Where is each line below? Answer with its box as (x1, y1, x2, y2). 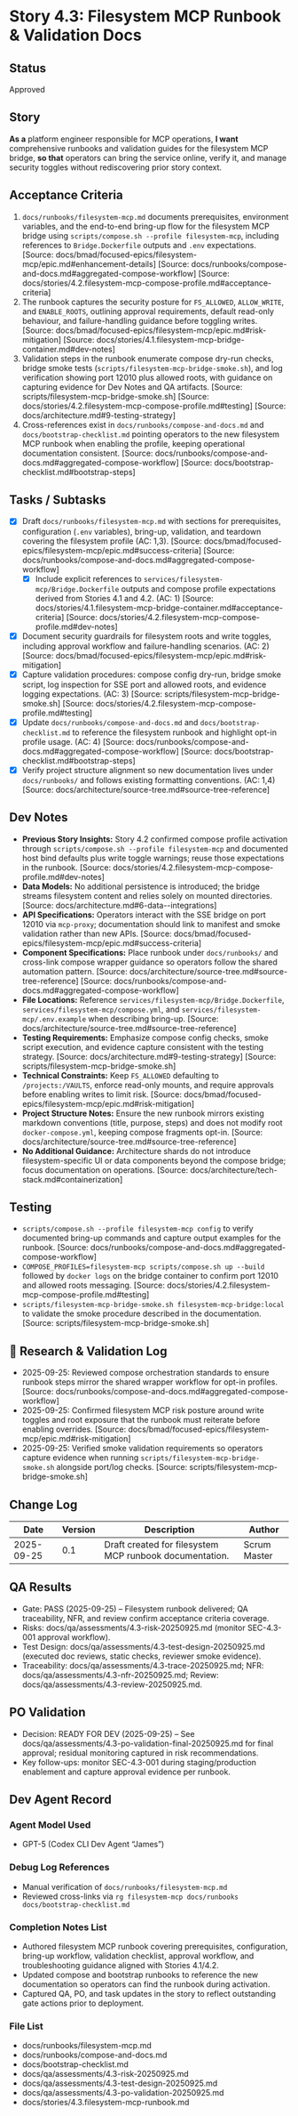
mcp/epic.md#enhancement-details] (21, 258, 157, 269)
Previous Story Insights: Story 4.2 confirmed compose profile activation (21, 834, 288, 844)
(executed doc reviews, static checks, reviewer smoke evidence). (21, 1651, 262, 1661)
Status (9, 61, 47, 76)
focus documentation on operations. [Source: (21, 1164, 189, 1175)
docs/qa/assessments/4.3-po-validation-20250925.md (21, 2088, 224, 2098)
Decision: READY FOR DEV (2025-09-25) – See (21, 1728, 195, 1739)
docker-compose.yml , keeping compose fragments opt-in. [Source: (21, 1127, 263, 1137)
